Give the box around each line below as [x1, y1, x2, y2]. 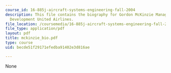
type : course [5, 40, 33, 45]
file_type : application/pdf [5, 26, 65, 31]
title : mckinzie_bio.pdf [5, 36, 58, 41]
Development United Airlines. [10, 17, 74, 22]
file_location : [5, 21, 38, 27]
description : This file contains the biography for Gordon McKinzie [5, 12, 154, 17]
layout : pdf [5, 31, 31, 36]
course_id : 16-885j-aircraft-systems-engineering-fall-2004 [5, 7, 136, 13]
